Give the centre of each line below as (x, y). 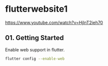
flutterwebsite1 (36, 9)
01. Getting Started (34, 38)
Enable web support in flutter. (35, 49)
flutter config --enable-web (35, 59)
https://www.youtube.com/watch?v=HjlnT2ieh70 (54, 22)
